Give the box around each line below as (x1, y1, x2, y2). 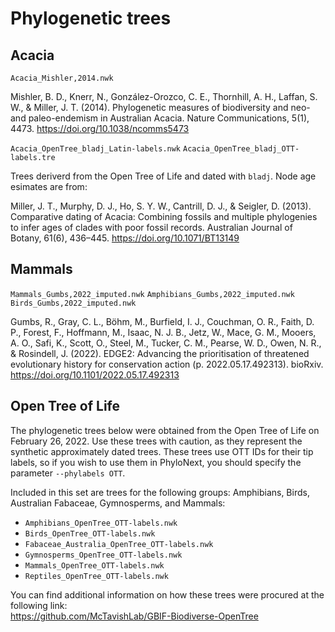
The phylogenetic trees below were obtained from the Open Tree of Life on (10, 424, 320, 436)
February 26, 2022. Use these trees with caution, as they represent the (10, 435, 303, 447)
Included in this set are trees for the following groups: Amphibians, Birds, (10, 486, 310, 498)
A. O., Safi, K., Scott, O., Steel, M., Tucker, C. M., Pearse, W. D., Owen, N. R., (10, 337, 322, 349)
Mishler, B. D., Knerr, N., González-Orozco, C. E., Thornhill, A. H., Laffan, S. (10, 91, 318, 102)
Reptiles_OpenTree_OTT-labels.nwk (24, 571, 169, 581)
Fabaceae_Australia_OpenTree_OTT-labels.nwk (24, 539, 214, 549)
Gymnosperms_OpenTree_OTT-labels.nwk (24, 550, 183, 560)
